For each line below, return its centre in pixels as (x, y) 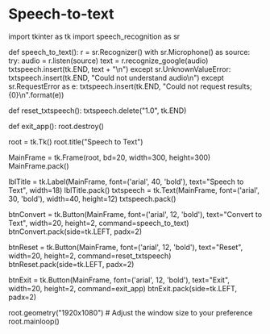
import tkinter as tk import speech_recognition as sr (94, 36)
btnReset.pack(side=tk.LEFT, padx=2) (71, 264)
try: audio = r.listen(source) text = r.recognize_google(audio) (108, 61)
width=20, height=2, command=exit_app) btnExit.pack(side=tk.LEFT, (123, 288)
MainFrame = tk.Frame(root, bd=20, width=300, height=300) (110, 157)
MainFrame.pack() (39, 165)
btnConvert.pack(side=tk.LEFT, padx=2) (75, 232)
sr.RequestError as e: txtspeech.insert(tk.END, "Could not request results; (130, 86)
